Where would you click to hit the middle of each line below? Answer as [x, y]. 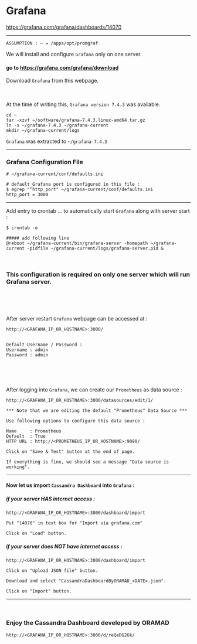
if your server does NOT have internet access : [64, 546]
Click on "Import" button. [39, 591]
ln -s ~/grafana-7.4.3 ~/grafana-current [57, 125]
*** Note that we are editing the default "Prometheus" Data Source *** [97, 410]
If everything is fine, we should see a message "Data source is [87, 462]
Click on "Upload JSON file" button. [52, 571]
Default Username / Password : [44, 345]
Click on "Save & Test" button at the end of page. [70, 452]
